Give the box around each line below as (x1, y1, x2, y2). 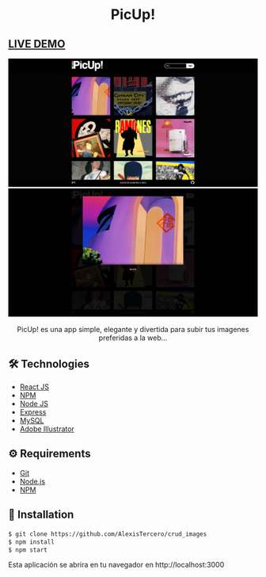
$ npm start (8, 545, 47, 554)
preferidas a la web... (98, 333, 168, 342)
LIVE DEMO (8, 37, 66, 51)
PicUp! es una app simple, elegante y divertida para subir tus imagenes (17, 325, 249, 334)
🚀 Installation (8, 508, 74, 522)
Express (19, 407, 47, 417)
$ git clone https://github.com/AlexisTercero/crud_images (8, 529, 207, 538)
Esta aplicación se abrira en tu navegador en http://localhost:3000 (8, 560, 225, 569)
